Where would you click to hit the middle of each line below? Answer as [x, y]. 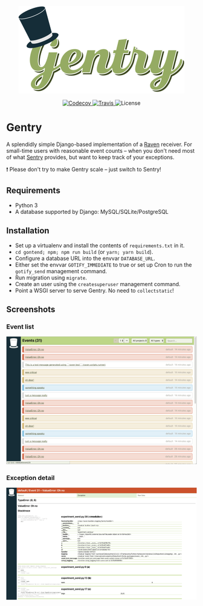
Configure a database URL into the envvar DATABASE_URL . [85, 258]
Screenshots [31, 309]
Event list [20, 327]
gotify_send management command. [61, 271]
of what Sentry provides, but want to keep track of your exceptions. [90, 157]
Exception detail [31, 478]
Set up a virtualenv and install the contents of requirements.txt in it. [100, 245]
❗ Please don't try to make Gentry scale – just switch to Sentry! [84, 169]
